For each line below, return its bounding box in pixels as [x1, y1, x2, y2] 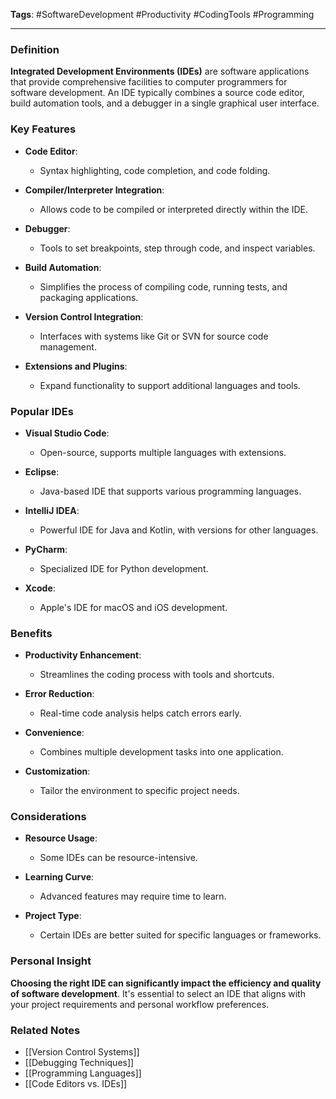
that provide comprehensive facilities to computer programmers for [10, 76, 288, 88]
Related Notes [10, 1023, 81, 1037]
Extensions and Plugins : [24, 360, 128, 372]
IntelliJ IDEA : [24, 504, 80, 516]
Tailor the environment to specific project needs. [39, 785, 240, 797]
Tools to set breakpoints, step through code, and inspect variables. [39, 242, 316, 254]
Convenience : [24, 727, 85, 739]
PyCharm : [24, 543, 68, 555]
